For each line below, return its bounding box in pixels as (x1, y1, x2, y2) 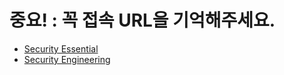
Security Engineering (23, 53, 111, 65)
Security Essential (23, 42, 99, 55)
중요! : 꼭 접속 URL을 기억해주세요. (9, 9, 276, 32)
